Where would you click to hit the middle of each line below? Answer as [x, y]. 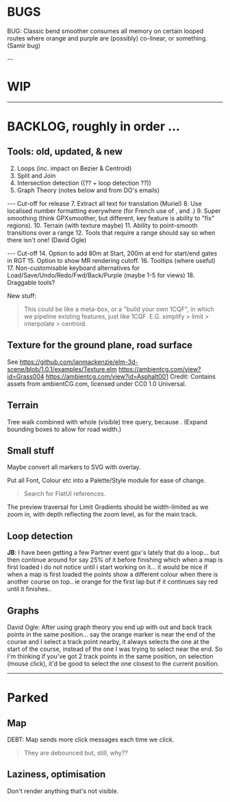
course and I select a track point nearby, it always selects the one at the [108, 641]
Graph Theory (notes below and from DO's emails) [88, 190]
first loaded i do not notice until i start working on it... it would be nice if [107, 567]
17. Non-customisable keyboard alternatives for [74, 268]
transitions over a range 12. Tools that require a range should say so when [111, 232]
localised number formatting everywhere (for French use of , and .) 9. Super [114, 211]
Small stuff [31, 450]
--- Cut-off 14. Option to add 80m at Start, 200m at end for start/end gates [112, 253]
